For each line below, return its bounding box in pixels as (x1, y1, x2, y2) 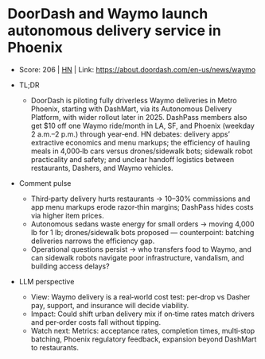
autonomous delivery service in (7, 21, 222, 40)
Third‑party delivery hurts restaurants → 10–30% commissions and (30, 194, 251, 203)
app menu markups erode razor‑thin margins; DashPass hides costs (30, 202, 254, 211)
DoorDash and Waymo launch (7, 5, 208, 23)
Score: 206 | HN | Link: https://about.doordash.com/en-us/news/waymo (18, 64, 256, 74)
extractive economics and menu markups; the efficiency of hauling (30, 137, 251, 147)
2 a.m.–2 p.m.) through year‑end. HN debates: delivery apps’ (30, 129, 230, 139)
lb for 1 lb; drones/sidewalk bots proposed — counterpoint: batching (30, 227, 255, 237)
